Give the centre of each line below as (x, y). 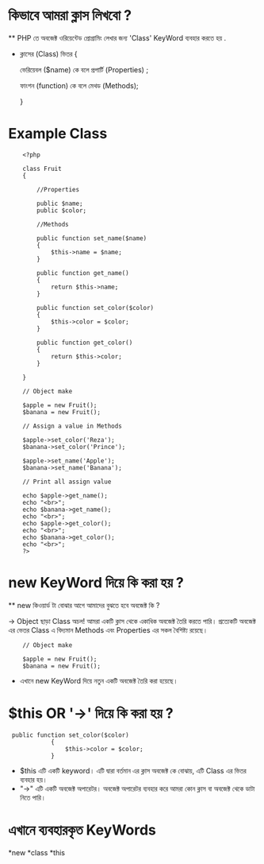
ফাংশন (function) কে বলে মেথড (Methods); (79, 85)
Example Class (58, 134)
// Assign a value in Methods (73, 426)
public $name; (60, 203)
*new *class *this (37, 852)
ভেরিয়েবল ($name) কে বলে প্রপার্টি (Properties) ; (84, 69)
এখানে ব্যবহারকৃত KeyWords (82, 830)
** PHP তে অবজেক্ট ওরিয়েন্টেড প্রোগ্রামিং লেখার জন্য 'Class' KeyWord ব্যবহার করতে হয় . (117, 37)
